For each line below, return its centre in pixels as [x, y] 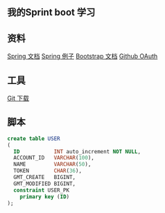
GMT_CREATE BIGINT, [45, 178]
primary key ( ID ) [45, 196]
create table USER [34, 138]
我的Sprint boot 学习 [51, 12]
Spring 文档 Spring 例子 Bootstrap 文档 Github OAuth [82, 56]
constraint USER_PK [42, 190]
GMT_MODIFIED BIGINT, [45, 184]
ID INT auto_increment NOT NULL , [77, 151]
